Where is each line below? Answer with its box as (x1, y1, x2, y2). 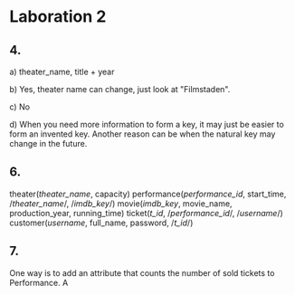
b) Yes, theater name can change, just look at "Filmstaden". (9, 84, 231, 94)
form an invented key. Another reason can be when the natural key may (9, 128, 276, 139)
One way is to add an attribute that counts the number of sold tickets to (9, 267, 275, 278)
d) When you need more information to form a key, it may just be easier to (9, 119, 285, 129)
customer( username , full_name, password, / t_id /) (9, 217, 194, 228)
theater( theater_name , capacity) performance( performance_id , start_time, (9, 188, 287, 199)
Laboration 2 (9, 6, 107, 27)
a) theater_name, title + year (9, 66, 115, 77)
